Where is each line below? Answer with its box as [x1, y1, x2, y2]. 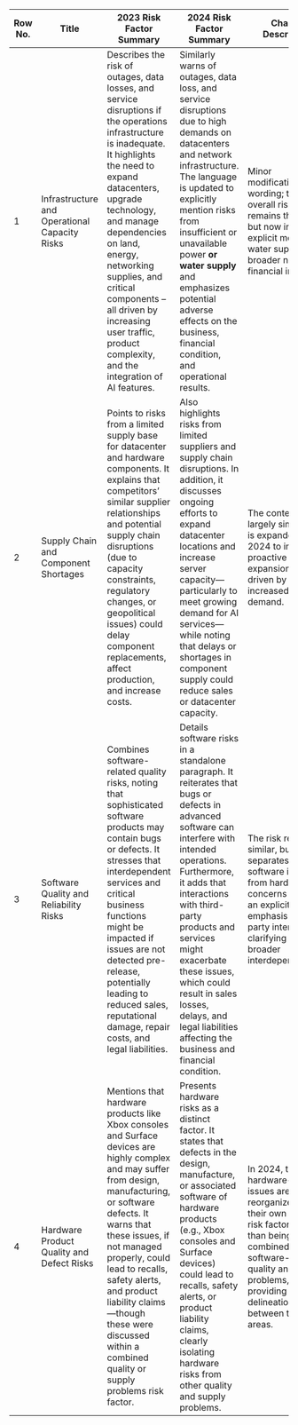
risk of [106, 59, 134, 72]
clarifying [247, 932, 287, 944]
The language [179, 170, 238, 183]
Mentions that [106, 1085, 165, 1097]
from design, [106, 1174, 160, 1186]
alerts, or [179, 1291, 217, 1302]
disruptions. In [179, 463, 239, 474]
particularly [179, 585, 228, 597]
